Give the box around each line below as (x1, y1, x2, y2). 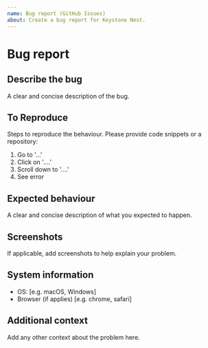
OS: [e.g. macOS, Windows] (16, 287, 97, 296)
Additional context (7, 315, 88, 327)
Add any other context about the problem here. (7, 333, 141, 341)
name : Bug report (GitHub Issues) (7, 10, 106, 17)
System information (7, 269, 94, 281)
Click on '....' (16, 158, 52, 166)
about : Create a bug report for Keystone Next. (7, 17, 146, 23)
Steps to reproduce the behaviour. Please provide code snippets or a (7, 130, 202, 139)
